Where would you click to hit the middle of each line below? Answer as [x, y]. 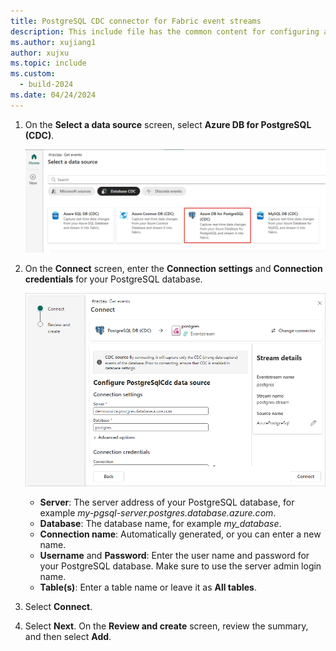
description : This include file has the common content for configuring [165, 31]
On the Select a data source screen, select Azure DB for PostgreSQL [168, 124]
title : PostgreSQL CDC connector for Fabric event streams [136, 21]
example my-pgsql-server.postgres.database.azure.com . [158, 513]
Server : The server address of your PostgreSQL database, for [167, 502]
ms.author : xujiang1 [53, 42]
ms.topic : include [48, 63]
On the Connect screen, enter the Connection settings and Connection [173, 268]
